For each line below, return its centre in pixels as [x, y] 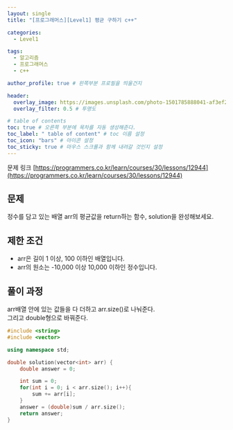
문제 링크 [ [21, 168]
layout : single [29, 14]
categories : [24, 33]
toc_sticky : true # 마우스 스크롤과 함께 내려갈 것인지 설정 [85, 147]
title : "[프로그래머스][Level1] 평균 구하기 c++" [72, 20]
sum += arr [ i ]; [54, 394]
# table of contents [37, 121]
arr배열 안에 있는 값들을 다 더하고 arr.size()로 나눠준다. [81, 310]
